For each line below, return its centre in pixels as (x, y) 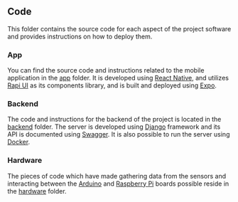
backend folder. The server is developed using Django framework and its (114, 127)
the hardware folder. (37, 191)
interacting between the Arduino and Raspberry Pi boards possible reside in (118, 184)
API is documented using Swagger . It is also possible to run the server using (119, 134)
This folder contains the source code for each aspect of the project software (119, 28)
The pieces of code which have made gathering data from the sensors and (117, 176)
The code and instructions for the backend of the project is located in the (114, 119)
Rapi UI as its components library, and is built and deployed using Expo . (112, 85)
